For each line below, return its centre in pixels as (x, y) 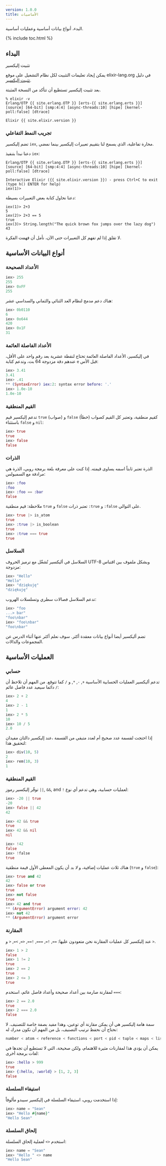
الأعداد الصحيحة (22, 267)
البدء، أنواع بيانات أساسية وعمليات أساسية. (44, 28)
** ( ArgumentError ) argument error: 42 (47, 909)
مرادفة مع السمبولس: (26, 474)
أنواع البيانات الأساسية (35, 253)
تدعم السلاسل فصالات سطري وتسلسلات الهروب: (51, 599)
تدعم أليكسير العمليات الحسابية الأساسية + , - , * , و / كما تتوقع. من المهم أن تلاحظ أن (83, 682)
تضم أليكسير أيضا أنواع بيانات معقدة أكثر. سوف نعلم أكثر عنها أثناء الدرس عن (76, 636)
